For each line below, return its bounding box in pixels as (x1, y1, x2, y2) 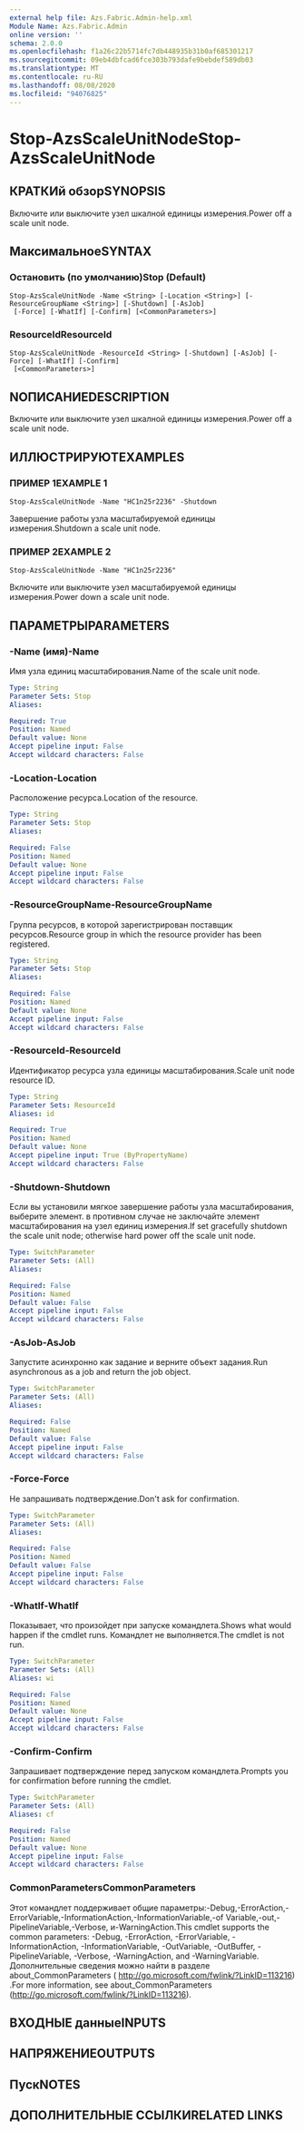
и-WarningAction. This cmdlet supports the (110, 1921, 270, 1932)
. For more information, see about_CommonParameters (9, 1979, 212, 1990)
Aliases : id (9, 1109, 54, 1118)
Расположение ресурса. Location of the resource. (9, 792, 199, 803)
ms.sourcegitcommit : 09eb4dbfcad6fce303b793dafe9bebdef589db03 (9, 55, 254, 64)
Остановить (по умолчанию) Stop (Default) (9, 270, 207, 283)
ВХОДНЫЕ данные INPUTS (9, 2016, 166, 2031)
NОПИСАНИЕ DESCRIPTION (9, 389, 170, 405)
